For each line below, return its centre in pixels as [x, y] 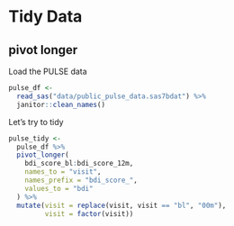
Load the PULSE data [48, 71]
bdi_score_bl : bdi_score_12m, [79, 164]
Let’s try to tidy [36, 122]
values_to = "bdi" [59, 188]
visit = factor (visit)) [89, 213]
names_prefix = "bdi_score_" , [81, 180]
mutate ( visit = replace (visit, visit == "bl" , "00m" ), [121, 205]
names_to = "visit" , [63, 172]
